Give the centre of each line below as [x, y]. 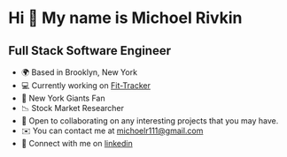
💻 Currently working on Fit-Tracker [86, 86]
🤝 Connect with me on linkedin [77, 143]
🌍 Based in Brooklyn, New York [79, 72]
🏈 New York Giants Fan [63, 98]
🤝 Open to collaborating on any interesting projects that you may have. [150, 121]
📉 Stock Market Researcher [73, 108]
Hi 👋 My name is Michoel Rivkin [125, 18]
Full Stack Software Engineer [90, 51]
